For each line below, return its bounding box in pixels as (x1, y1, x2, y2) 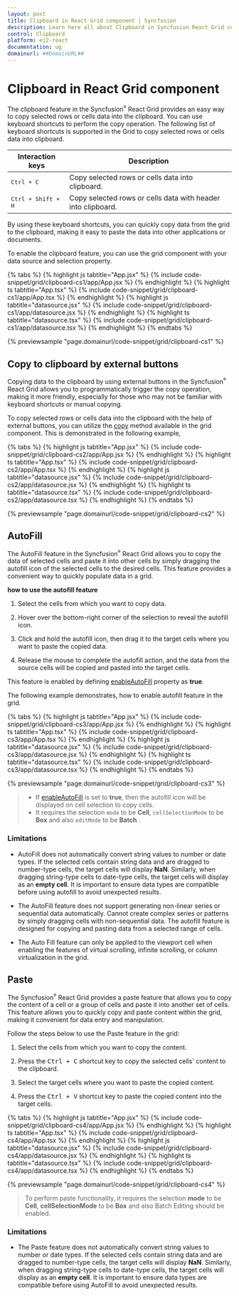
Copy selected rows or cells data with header (69, 193, 221, 203)
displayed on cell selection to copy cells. (35, 800, 154, 809)
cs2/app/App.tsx (7, 465, 56, 474)
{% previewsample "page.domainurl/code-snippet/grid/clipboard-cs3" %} (7, 779, 225, 788)
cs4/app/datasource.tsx (7, 1166, 78, 1175)
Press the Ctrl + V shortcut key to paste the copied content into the (17, 1092, 222, 1101)
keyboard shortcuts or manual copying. (7, 399, 123, 408)
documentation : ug (7, 43, 62, 51)
